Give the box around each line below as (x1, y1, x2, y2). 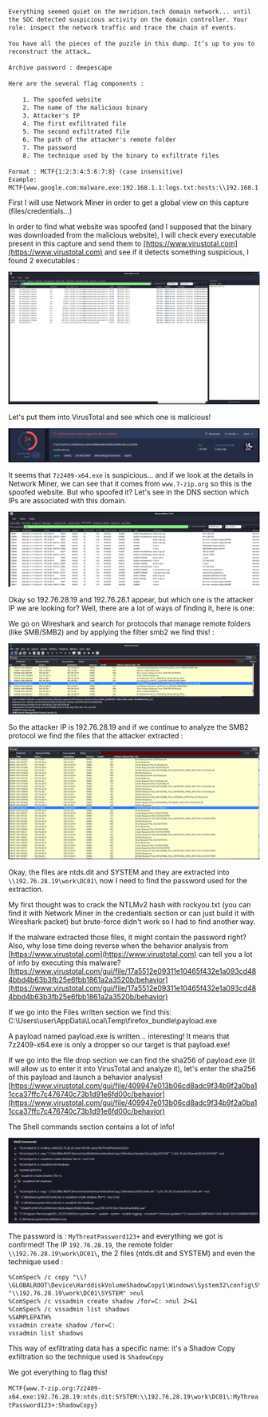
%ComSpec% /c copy (8, 1274, 69, 1282)
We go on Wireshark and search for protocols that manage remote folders (8, 618, 251, 628)
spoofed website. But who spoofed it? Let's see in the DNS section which (8, 487, 250, 497)
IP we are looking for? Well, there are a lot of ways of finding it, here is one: (8, 603, 255, 613)
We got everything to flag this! (8, 1367, 108, 1377)
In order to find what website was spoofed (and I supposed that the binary (8, 222, 253, 231)
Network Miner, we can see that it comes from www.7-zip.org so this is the (8, 478, 253, 488)
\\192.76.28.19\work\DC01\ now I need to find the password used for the (8, 876, 247, 886)
